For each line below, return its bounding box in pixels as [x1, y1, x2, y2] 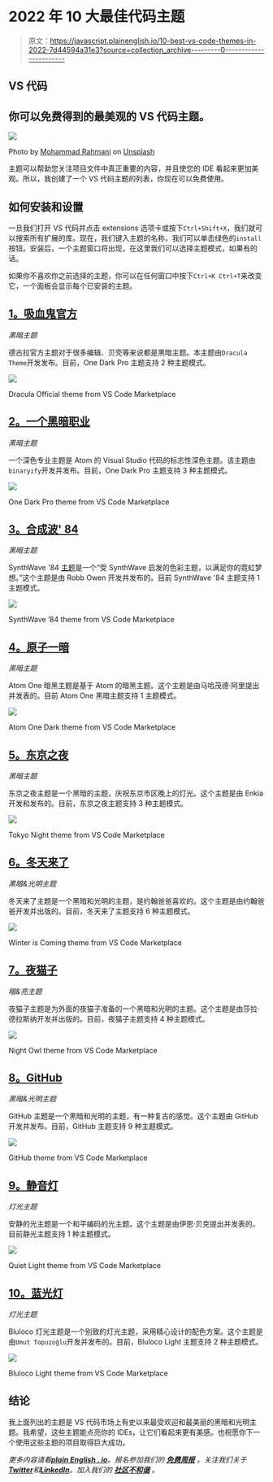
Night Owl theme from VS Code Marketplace [8, 1045, 158, 1055]
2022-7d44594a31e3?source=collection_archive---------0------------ [28, 45, 265, 54]
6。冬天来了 [8, 856, 69, 870]
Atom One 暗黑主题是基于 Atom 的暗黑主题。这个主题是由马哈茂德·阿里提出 [8, 681, 260, 691]
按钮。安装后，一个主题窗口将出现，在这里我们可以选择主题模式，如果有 [8, 243, 250, 253]
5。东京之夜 [8, 748, 69, 761]
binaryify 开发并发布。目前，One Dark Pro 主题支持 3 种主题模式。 [8, 465, 232, 475]
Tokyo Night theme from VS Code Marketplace [8, 830, 165, 840]
